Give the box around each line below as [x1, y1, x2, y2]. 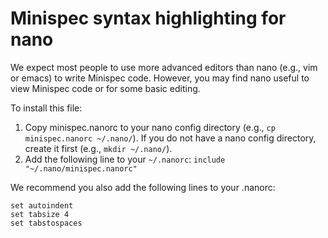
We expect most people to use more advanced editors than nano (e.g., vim [10, 61, 318, 73]
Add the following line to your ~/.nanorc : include [24, 153, 226, 165]
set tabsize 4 [10, 209, 70, 219]
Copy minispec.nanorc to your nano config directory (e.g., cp [24, 121, 276, 133]
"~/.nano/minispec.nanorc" [24, 163, 138, 174]
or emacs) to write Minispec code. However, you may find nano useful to [10, 72, 310, 84]
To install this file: [10, 102, 83, 114]
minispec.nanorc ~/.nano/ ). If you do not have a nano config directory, [24, 132, 317, 144]
